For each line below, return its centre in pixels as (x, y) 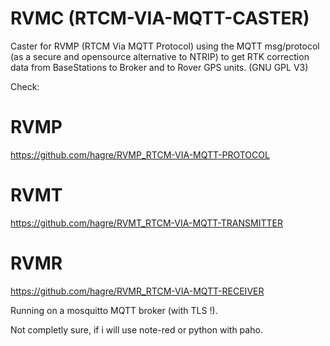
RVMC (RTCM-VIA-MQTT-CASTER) (160, 18)
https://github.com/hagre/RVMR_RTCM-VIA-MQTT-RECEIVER (137, 291)
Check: (25, 86)
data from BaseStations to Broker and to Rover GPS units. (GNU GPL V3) (159, 67)
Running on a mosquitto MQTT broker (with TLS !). (114, 310)
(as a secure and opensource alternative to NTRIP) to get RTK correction (160, 56)
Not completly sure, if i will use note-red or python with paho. (136, 329)
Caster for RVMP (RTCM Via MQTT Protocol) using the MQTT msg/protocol (165, 46)
